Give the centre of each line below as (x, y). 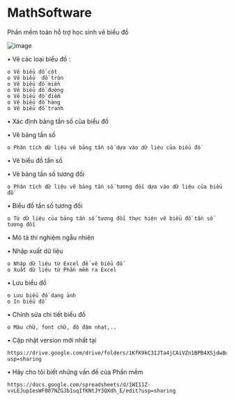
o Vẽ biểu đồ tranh (36, 108)
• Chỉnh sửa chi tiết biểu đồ (46, 314)
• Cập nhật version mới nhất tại (52, 340)
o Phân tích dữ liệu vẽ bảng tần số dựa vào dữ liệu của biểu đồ (104, 148)
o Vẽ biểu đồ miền (34, 84)
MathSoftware (49, 13)
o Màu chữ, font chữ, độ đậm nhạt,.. (62, 327)
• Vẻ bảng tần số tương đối (46, 174)
